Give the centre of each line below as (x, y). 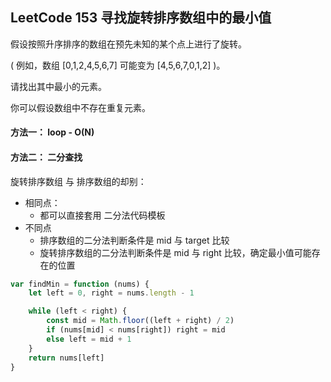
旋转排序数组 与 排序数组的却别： (78, 181)
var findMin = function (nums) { (80, 284)
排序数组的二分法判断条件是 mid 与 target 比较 (134, 240)
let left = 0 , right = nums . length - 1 (111, 293)
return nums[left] (66, 358)
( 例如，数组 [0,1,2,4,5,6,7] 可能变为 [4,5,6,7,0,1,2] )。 (118, 65)
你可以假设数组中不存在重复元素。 (80, 107)
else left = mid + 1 (89, 339)
